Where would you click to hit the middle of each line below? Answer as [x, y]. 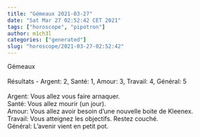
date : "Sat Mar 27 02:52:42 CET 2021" [64, 20]
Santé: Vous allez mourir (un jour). [57, 104]
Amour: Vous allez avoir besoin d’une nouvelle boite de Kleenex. [100, 111]
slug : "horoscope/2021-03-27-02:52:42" [66, 46]
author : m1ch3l [30, 33]
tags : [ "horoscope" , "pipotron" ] [56, 27]
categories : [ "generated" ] [47, 40]
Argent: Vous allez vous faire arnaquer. [64, 96]
